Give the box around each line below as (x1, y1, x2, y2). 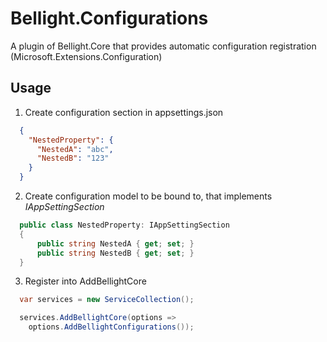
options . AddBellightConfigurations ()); (28, 322, 195, 332)
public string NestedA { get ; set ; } (36, 238, 195, 249)
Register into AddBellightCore (24, 275, 147, 287)
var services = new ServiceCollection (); (19, 295, 195, 305)
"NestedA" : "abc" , (36, 144, 114, 154)
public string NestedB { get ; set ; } (36, 248, 195, 258)
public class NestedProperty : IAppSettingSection (19, 220, 230, 230)
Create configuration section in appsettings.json (24, 106, 224, 118)
